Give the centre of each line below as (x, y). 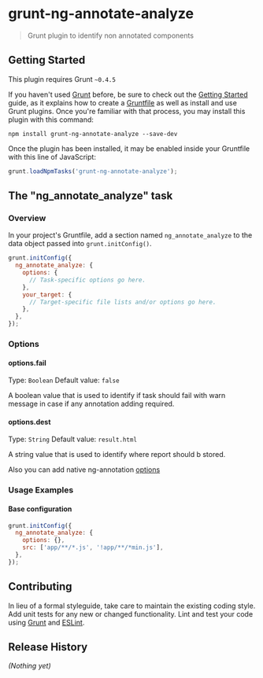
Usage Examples (41, 490)
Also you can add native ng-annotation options (84, 470)
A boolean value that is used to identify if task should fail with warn (117, 396)
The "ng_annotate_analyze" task (91, 196)
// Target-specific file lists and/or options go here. (122, 302)
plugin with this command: (51, 120)
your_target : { (47, 295)
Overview (27, 218)
